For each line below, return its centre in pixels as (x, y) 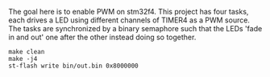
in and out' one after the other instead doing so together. (102, 37)
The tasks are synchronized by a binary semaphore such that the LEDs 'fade (135, 28)
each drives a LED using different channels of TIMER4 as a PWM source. (129, 20)
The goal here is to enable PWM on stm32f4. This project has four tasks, (129, 12)
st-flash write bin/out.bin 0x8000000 (73, 66)
